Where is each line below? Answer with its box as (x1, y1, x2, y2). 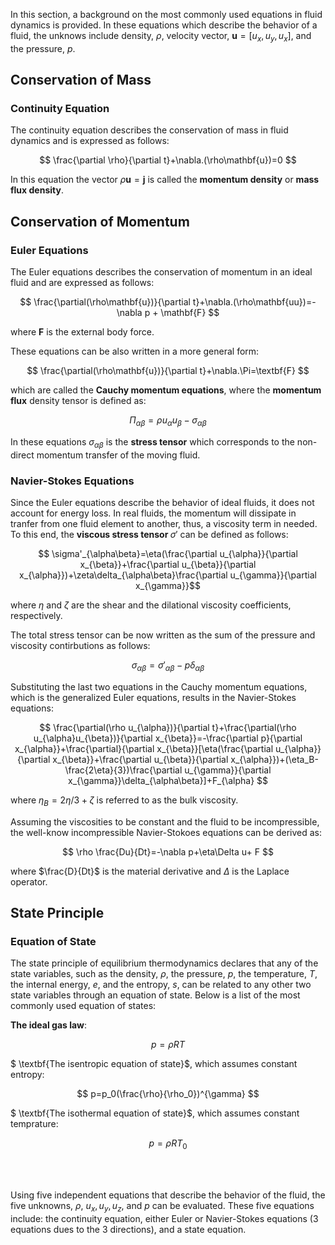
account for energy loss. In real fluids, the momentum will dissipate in (10, 507, 297, 519)
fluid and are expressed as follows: (10, 277, 155, 289)
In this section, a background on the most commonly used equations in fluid (10, 9, 323, 20)
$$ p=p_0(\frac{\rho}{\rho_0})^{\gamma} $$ (76, 1088, 260, 1100)
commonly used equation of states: (10, 1000, 157, 1012)
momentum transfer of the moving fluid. (36, 449, 201, 461)
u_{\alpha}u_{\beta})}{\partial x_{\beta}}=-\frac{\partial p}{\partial (33, 732, 303, 744)
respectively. (10, 610, 63, 622)
